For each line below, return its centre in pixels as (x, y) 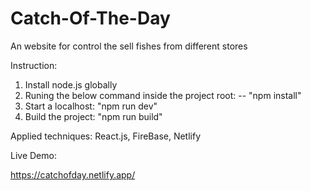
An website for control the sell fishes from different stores (129, 46)
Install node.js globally (71, 84)
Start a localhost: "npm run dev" (91, 106)
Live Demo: (33, 155)
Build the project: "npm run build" (93, 116)
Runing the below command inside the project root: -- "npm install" (163, 95)
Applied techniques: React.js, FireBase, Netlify (106, 136)
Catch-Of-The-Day (90, 18)
